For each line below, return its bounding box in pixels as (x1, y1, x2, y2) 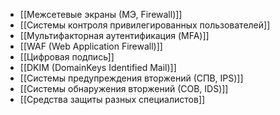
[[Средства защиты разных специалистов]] (19, 94, 206, 105)
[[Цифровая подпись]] (19, 51, 115, 63)
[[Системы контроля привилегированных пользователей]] (19, 19, 271, 31)
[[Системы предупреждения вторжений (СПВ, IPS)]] (19, 72, 244, 84)
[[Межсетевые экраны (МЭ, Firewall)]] (19, 9, 183, 20)
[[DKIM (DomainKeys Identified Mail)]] (19, 62, 177, 73)
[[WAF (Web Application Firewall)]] (19, 40, 163, 52)
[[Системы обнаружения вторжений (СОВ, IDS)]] (19, 83, 229, 94)
